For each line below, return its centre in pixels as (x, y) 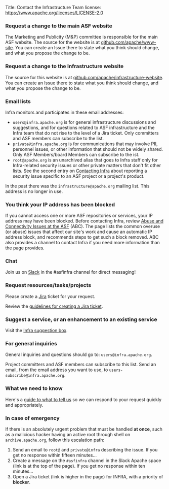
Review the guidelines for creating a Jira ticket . (54, 306)
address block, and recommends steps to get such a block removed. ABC (82, 237)
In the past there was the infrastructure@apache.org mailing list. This (78, 186)
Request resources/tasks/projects (48, 285)
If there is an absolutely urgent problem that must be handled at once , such (84, 429)
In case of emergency (32, 418)
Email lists (18, 101)
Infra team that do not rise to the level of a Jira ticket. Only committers (86, 133)
